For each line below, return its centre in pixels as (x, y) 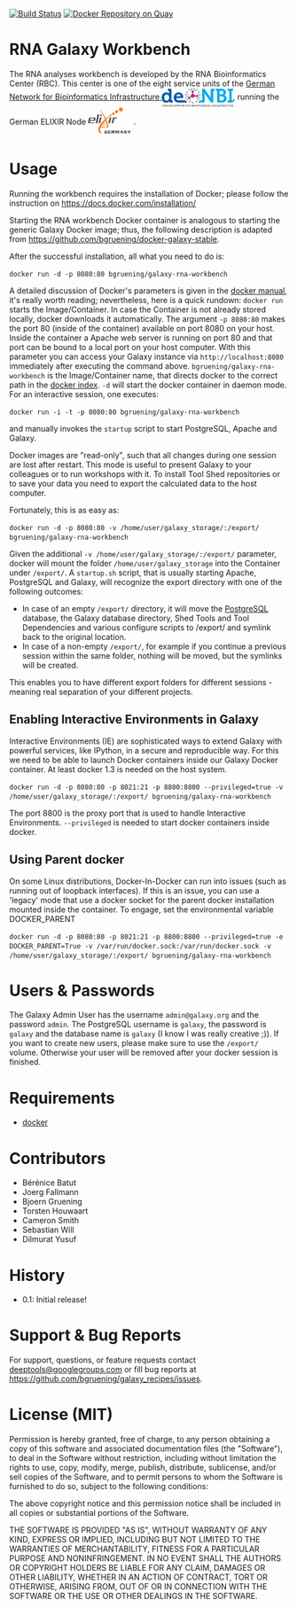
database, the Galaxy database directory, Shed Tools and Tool (136, 618)
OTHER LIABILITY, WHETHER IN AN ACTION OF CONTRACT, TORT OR (138, 1577)
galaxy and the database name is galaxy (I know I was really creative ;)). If (144, 1034)
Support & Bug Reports (95, 1335)
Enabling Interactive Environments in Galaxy (134, 719)
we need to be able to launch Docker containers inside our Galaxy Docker (144, 760)
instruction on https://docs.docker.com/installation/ (103, 203)
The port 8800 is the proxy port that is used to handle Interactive (128, 813)
